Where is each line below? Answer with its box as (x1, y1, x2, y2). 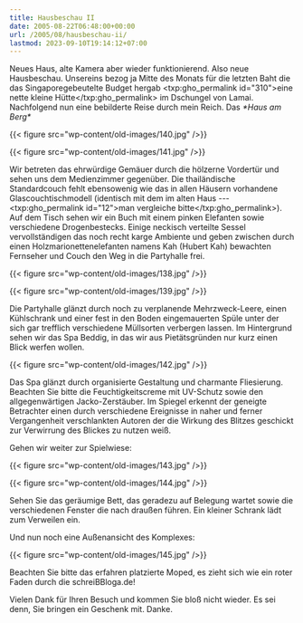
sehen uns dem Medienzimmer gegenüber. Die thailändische (9, 174, 236, 185)
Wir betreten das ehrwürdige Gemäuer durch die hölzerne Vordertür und (9, 164, 279, 175)
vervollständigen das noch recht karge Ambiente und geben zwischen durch (9, 232, 295, 243)
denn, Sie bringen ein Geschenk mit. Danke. (9, 604, 174, 615)
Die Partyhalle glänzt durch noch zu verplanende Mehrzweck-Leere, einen (9, 303, 288, 314)
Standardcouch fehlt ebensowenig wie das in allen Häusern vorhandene (9, 183, 279, 195)
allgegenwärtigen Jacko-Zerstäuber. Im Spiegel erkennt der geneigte (9, 396, 267, 407)
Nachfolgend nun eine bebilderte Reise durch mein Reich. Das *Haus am (9, 101, 282, 113)
